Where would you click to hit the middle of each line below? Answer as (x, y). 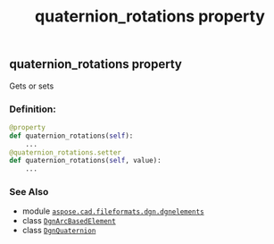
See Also (29, 192)
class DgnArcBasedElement (69, 221)
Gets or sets (32, 86)
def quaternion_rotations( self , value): (86, 161)
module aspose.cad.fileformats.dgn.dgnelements (113, 211)
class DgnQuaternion (59, 231)
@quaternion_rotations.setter (66, 152)
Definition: (33, 109)
